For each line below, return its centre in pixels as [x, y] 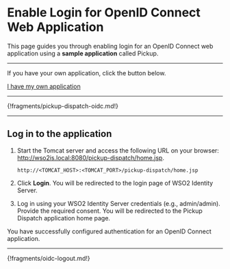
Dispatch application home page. [64, 218]
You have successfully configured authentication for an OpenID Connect [110, 231]
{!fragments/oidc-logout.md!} [49, 258]
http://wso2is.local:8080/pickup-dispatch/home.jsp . [90, 157]
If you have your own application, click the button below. [87, 73]
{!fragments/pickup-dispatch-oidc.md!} [63, 106]
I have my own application [44, 86]
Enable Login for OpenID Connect [104, 13]
